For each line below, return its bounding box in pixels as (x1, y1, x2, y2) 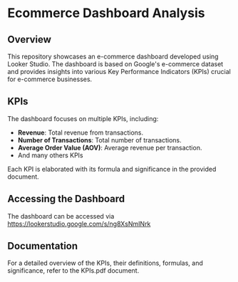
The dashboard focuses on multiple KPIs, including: (7, 114, 159, 122)
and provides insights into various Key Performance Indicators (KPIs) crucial (7, 68, 232, 75)
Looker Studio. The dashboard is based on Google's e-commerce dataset (7, 60, 224, 68)
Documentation (7, 240, 78, 252)
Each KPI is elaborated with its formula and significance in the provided (7, 164, 217, 173)
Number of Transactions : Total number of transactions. (17, 135, 182, 144)
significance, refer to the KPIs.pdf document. (7, 266, 140, 275)
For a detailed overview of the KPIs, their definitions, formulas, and (7, 258, 203, 268)
